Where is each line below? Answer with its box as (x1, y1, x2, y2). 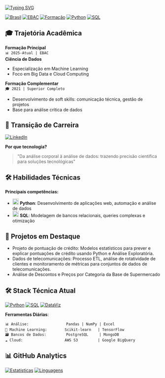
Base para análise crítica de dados (12, 107, 83, 113)
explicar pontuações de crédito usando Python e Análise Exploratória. (12, 251, 154, 257)
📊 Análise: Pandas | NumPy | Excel (5, 322, 115, 327)
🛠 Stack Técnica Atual (5, 286, 76, 295)
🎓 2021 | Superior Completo (5, 86, 65, 91)
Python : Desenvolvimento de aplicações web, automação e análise (19, 200, 157, 206)
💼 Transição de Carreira (5, 121, 79, 129)
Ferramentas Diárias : (5, 311, 49, 318)
